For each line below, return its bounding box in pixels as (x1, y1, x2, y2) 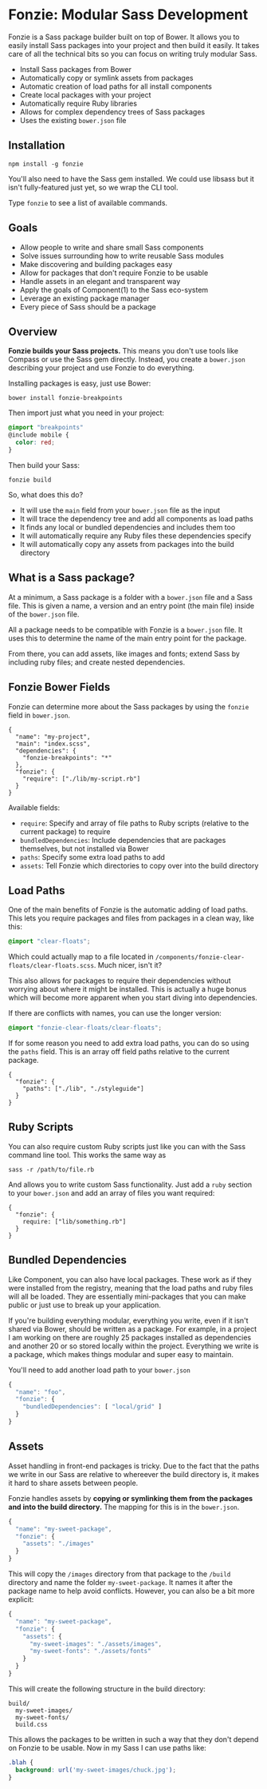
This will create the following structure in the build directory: (8, 1683, 206, 1693)
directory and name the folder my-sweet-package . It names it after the (8, 1578, 234, 1587)
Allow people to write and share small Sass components (19, 242, 204, 252)
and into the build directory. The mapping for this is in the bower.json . (8, 1502, 240, 1511)
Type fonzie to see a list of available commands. (8, 198, 168, 207)
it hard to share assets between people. (8, 1478, 139, 1488)
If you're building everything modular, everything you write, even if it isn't (8, 1316, 249, 1325)
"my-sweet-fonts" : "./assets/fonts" (29, 1647, 151, 1655)
